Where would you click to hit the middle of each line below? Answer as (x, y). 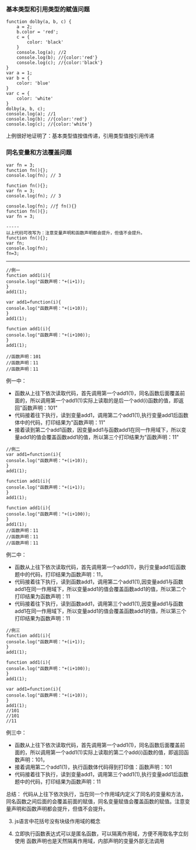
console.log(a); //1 (31, 114)
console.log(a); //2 (41, 53)
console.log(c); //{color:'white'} (49, 124)
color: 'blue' (34, 83)
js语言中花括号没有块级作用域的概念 (57, 821)
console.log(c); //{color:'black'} (60, 63)
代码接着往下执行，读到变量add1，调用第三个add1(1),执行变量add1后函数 (101, 774)
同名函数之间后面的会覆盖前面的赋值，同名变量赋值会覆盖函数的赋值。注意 (95, 801)
